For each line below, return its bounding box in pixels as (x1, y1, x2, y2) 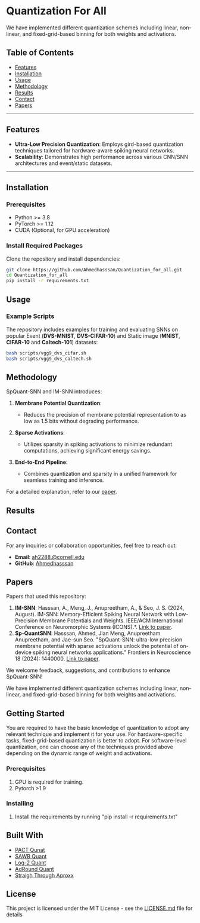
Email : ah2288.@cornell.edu (14, 553, 85, 560)
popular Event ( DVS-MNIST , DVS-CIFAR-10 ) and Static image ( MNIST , (6, 332, 180, 339)
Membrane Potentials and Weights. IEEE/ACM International (39, 617, 183, 624)
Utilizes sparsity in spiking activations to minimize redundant (23, 441, 173, 448)
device (14, 649, 32, 656)
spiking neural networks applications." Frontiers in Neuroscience (32, 649, 192, 656)
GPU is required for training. (14, 778, 84, 786)
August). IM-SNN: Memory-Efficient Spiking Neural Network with (14, 611, 174, 618)
